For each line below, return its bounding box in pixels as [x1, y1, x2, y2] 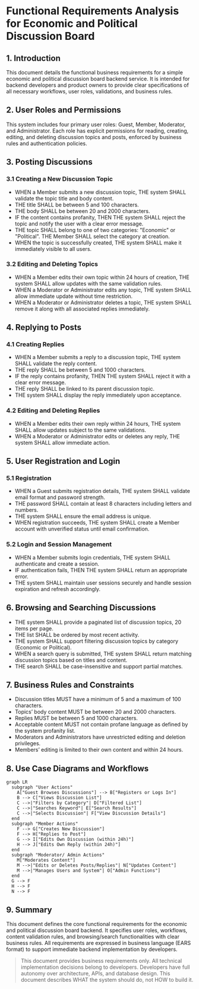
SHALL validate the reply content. [14, 360, 97, 367]
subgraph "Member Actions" [11, 821, 78, 827]
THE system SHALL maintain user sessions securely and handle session [14, 579, 192, 586]
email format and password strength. [14, 494, 106, 501]
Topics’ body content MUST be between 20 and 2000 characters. [14, 708, 176, 715]
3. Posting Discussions [6, 157, 93, 167]
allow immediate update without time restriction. [14, 293, 133, 300]
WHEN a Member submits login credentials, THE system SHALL [14, 554, 171, 561]
